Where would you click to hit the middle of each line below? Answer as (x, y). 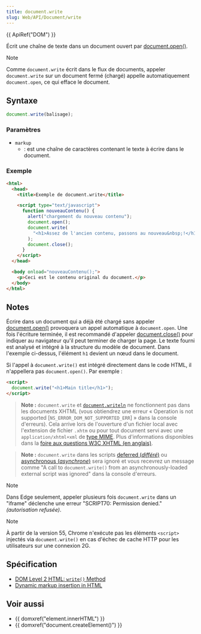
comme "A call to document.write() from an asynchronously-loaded (104, 467)
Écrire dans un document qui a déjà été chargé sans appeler (80, 321)
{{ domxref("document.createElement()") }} (68, 625)
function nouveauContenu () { (58, 211)
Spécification (32, 564)
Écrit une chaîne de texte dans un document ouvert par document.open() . (97, 46)
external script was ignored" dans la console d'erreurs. (89, 474)
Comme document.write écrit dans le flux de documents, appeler (86, 69)
